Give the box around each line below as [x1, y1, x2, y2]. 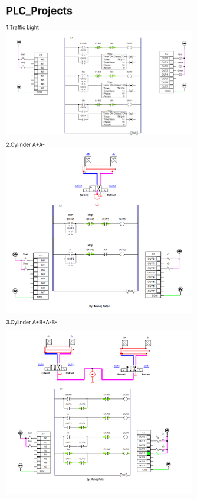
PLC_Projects [6, 4, 73, 18]
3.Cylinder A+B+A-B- [6, 318, 58, 326]
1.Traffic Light [6, 24, 40, 31]
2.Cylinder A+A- [6, 141, 45, 148]
